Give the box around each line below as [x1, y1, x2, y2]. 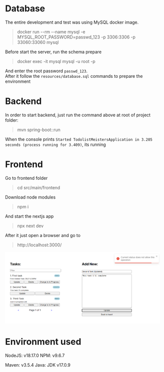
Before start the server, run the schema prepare [5, 49, 102, 55]
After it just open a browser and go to [5, 232, 81, 238]
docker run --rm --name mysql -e [17, 29, 86, 34]
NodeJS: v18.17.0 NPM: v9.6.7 [5, 352, 65, 358]
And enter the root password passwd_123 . [5, 68, 88, 74]
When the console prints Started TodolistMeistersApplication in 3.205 [5, 136, 153, 142]
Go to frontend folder [5, 175, 48, 181]
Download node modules [5, 194, 56, 200]
